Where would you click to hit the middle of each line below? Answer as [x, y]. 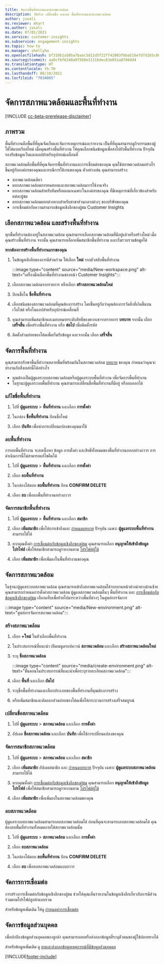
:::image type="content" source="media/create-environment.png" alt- [82, 666]
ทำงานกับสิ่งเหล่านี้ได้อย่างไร [27, 368]
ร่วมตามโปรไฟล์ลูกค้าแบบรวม [29, 899]
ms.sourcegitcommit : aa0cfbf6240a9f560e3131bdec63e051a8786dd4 [71, 60]
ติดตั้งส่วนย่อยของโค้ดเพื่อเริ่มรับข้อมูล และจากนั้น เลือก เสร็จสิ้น [62, 335]
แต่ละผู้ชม [20, 196]
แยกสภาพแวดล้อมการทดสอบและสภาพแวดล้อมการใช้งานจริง [60, 185]
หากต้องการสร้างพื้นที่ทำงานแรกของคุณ [36, 250]
